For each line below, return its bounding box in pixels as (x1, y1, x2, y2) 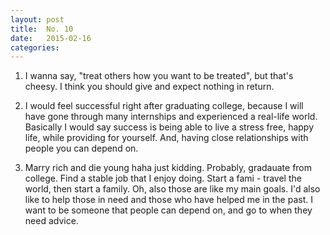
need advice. (24, 215, 79, 227)
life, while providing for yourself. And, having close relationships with (24, 132, 309, 144)
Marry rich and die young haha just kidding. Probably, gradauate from (24, 162, 313, 174)
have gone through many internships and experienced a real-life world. (24, 111, 318, 123)
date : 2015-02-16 (10, 33, 92, 43)
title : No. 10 (10, 24, 74, 34)
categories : (10, 42, 60, 53)
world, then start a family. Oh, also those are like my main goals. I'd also (24, 183, 321, 195)
